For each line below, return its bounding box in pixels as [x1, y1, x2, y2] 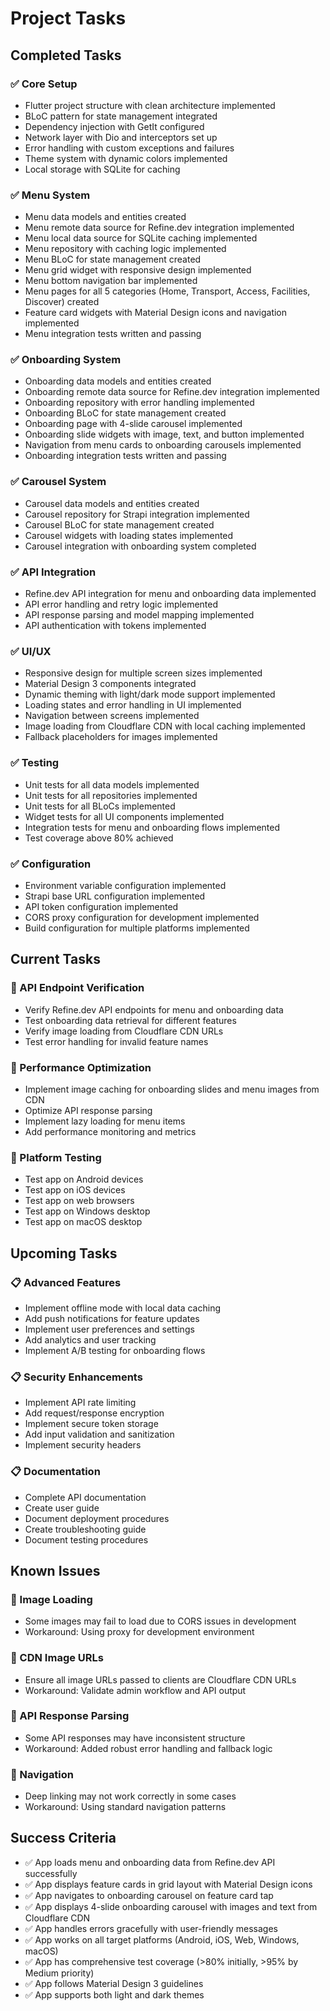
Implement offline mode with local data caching [24, 1302, 222, 1314]
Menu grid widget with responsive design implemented [24, 264, 252, 276]
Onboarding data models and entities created [24, 375, 212, 387]
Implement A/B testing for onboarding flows [24, 1344, 206, 1356]
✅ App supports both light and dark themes [24, 1988, 205, 2001]
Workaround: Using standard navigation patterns [24, 1801, 227, 1813]
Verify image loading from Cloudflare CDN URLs [24, 1025, 224, 1037]
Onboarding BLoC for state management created [24, 407, 227, 419]
